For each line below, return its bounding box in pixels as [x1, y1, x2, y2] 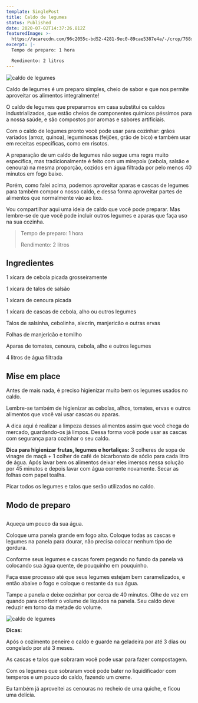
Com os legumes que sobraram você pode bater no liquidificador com [6, 668, 177, 675]
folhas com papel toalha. [6, 471, 66, 479]
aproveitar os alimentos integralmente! [6, 92, 100, 99]
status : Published [6, 20, 51, 25]
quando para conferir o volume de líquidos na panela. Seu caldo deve [6, 598, 175, 605]
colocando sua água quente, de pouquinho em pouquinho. [6, 562, 148, 569]
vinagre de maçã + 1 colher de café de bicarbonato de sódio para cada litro [6, 453, 189, 460]
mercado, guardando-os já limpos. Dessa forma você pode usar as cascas [6, 429, 187, 436]
